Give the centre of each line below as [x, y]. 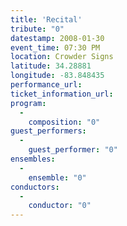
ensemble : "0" [57, 177]
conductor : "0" [60, 206]
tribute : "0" [37, 29]
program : [28, 103]
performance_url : [46, 85]
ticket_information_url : [62, 94]
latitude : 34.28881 [51, 66]
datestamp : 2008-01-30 [57, 38]
